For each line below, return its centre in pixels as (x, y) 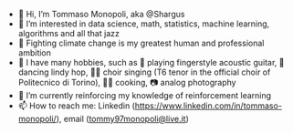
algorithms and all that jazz (69, 33)
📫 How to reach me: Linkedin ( (76, 106)
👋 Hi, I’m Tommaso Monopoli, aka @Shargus (101, 14)
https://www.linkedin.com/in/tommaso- (209, 106)
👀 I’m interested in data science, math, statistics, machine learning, (144, 24)
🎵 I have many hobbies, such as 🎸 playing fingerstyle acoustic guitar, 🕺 (151, 62)
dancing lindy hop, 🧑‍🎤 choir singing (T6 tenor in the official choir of (144, 72)
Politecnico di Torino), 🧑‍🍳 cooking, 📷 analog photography (127, 82)
